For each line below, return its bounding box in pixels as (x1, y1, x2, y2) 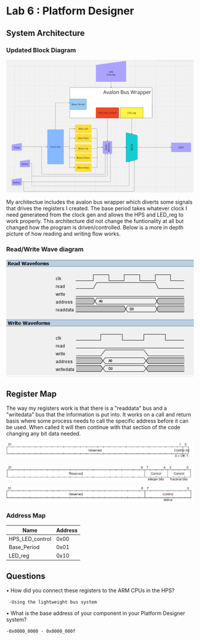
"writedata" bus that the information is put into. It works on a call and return (6, 411, 192, 418)
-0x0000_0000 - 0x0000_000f (6, 628, 76, 634)
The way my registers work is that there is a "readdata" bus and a (6, 405, 167, 412)
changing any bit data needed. (6, 430, 82, 437)
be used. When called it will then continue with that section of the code (6, 424, 180, 431)
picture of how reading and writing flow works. (6, 230, 121, 237)
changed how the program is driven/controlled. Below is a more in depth (6, 223, 184, 231)
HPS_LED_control (8, 535, 52, 543)
